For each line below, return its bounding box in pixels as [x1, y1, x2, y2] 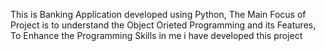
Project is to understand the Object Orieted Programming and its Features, [10, 19, 317, 31]
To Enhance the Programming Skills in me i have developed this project [10, 30, 303, 41]
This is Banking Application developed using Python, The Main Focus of [10, 9, 307, 20]
